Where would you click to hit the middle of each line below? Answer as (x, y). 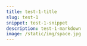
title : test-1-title (32, 12)
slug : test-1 (22, 17)
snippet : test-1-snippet (37, 23)
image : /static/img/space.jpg (44, 34)
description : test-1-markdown (44, 28)
